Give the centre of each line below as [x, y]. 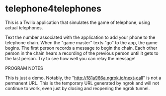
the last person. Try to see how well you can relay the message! [70, 58]
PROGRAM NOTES [24, 68]
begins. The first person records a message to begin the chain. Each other [81, 48]
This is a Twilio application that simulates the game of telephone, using [78, 22]
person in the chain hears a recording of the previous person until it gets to [82, 53]
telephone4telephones [53, 9]
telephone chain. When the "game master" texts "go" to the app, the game [81, 42]
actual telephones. [24, 27]
